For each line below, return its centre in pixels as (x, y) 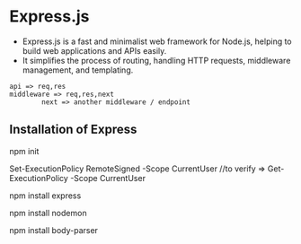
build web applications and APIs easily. (94, 50)
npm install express (45, 196)
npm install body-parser (54, 230)
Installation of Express (73, 130)
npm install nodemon (48, 213)
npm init (24, 151)
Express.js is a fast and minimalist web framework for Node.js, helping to (157, 41)
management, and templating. (78, 70)
